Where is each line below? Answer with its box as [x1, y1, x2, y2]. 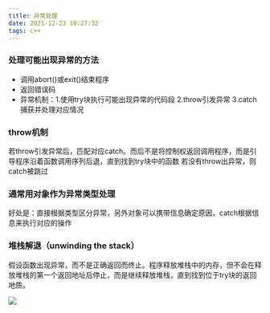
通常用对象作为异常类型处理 [8, 188, 116, 199]
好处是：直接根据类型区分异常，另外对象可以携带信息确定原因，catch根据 [8, 208, 252, 217]
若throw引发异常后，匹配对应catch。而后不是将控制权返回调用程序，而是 [8, 146, 251, 156]
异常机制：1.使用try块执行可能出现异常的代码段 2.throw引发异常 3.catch [19, 94, 257, 104]
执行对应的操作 [22, 218, 72, 228]
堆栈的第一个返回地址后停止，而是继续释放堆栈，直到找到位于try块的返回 [14, 270, 257, 279]
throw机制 [8, 126, 48, 137]
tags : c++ [8, 26, 42, 35]
